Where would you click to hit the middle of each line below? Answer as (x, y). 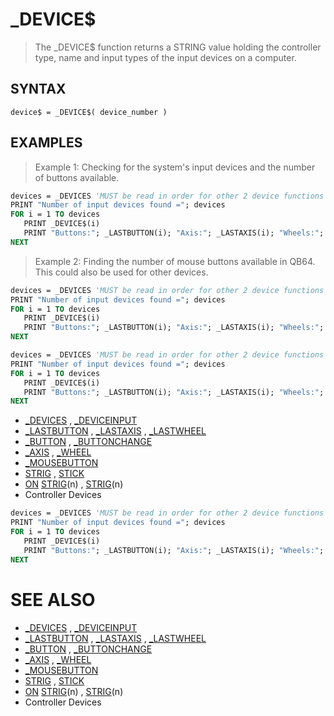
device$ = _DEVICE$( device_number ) (89, 112)
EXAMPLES (46, 143)
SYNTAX (38, 89)
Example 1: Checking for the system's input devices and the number (175, 167)
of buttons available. (77, 177)
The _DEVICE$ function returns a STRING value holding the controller (178, 47)
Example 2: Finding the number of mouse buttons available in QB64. (175, 261)
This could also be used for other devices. (121, 272)
